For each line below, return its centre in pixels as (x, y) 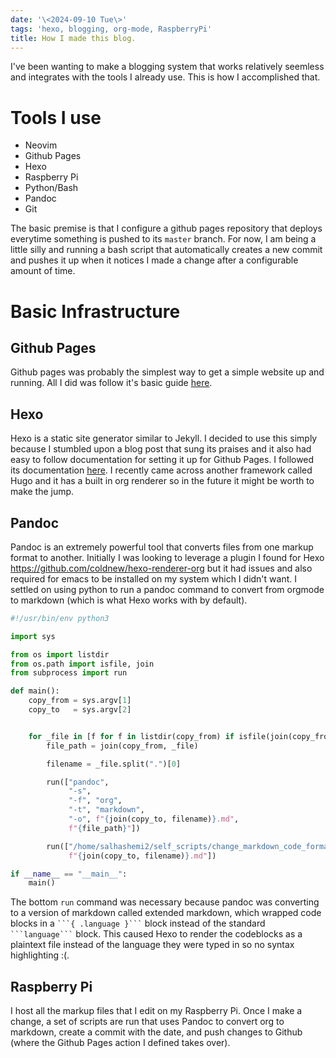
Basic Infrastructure (95, 311)
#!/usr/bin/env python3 (60, 618)
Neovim (41, 145)
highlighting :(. (40, 955)
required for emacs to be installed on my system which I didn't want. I (153, 578)
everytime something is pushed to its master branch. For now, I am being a (163, 239)
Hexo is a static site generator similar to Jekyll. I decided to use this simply (164, 438)
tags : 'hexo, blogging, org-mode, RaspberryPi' (111, 29)
